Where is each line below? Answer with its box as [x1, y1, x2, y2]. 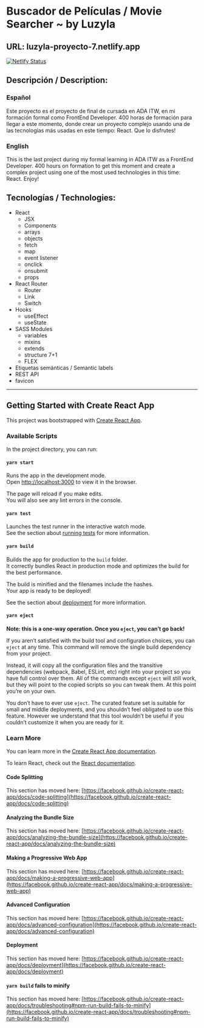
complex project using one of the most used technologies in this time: [6, 169, 181, 176]
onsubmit [24, 267, 48, 274]
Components [24, 222, 56, 229]
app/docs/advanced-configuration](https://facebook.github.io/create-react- [6, 921, 197, 928]
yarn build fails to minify [6, 982, 70, 989]
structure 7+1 [24, 351, 58, 358]
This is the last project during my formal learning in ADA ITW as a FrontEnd [6, 155, 194, 163]
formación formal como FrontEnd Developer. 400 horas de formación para [6, 114, 192, 121]
